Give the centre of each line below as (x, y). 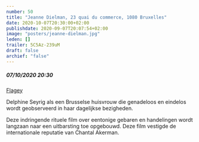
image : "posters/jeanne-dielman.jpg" (53, 34)
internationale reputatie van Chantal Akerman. (63, 132)
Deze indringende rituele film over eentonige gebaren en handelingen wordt (99, 119)
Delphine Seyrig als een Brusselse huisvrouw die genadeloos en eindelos (96, 101)
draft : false (22, 51)
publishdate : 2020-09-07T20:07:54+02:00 (57, 28)
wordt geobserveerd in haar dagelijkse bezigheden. (70, 108)
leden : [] (19, 39)
